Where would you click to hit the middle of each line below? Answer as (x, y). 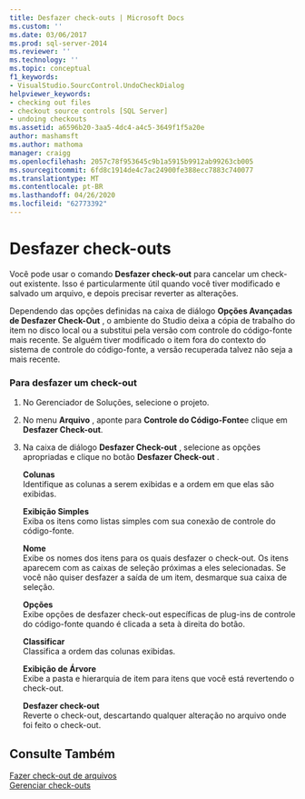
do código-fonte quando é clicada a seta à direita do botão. (133, 624)
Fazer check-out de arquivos (63, 775)
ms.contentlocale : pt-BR (56, 187)
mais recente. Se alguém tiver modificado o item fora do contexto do (138, 340)
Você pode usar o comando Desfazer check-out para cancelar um (134, 274)
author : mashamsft (44, 136)
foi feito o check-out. (62, 725)
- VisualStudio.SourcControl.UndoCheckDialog (97, 85)
